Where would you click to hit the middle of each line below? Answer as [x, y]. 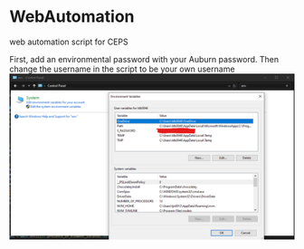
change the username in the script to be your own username [122, 69]
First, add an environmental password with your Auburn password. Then [144, 59]
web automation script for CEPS [69, 42]
